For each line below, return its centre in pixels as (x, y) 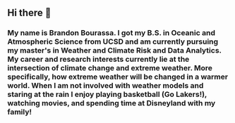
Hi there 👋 (29, 13)
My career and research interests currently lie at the (98, 59)
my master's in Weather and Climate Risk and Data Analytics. (115, 51)
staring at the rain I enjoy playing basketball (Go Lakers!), (107, 94)
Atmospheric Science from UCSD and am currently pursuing (113, 41)
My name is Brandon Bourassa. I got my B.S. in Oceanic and (111, 33)
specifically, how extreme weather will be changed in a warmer (117, 77)
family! (20, 112)
